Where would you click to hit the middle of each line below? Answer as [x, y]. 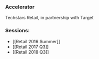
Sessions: [17, 31]
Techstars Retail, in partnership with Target [49, 18]
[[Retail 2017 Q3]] [30, 47]
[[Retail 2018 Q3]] [30, 52]
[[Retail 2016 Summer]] [36, 41]
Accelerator [20, 7]
